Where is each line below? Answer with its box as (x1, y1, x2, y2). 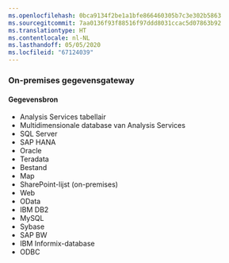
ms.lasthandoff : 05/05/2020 (8, 41, 101, 49)
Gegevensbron (8, 95, 59, 104)
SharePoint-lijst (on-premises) (19, 180, 119, 189)
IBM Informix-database (19, 239, 95, 249)
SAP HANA (19, 137, 56, 147)
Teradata (19, 154, 49, 164)
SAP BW (19, 230, 48, 240)
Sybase (19, 222, 45, 231)
